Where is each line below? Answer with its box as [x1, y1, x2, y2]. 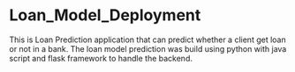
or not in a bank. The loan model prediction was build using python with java [9, 43, 287, 54]
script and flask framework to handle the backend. [9, 53, 193, 63]
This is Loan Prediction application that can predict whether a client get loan [9, 34, 286, 45]
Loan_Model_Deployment [9, 5, 201, 25]
